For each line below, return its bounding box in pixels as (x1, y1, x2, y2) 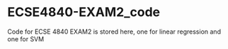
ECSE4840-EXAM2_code (7, 4, 161, 20)
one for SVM (7, 34, 45, 43)
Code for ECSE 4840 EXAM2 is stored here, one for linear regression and (7, 27, 222, 36)
